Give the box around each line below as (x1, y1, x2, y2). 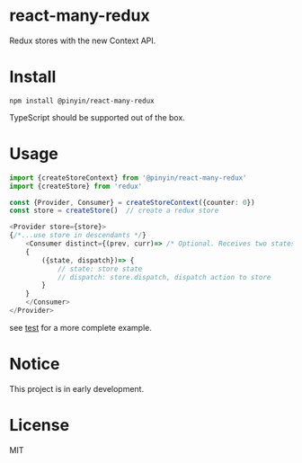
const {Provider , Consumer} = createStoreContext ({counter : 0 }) (9, 198, 255, 207)
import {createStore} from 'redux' (9, 182, 143, 191)
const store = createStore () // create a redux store (9, 206, 219, 216)
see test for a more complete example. (9, 322, 153, 333)
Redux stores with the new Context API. (9, 35, 156, 46)
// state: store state (57, 264, 143, 273)
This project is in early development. (9, 383, 145, 394)
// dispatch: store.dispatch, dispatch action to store (57, 272, 271, 281)
